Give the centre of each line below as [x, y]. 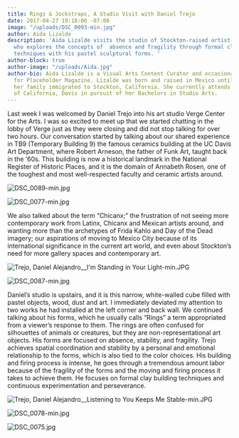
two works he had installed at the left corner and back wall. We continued [115, 310]
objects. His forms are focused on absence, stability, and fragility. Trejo [112, 340]
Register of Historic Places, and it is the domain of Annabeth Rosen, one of [117, 167]
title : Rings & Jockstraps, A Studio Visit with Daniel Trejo [101, 14]
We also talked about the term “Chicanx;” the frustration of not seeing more [118, 216]
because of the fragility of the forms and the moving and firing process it [114, 370]
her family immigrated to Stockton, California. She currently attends [122, 87]
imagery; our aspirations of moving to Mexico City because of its [102, 239]
